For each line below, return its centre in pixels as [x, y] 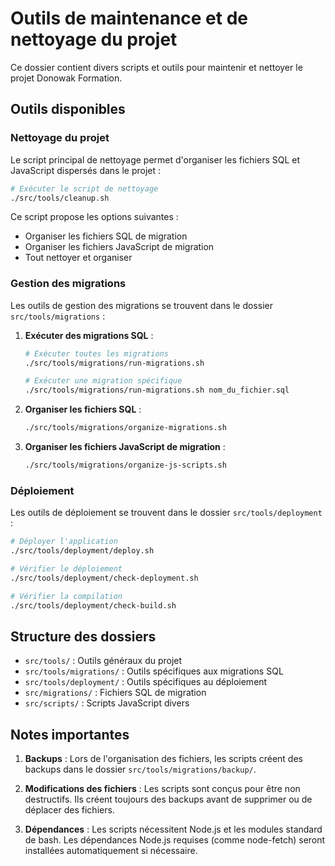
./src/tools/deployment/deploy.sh [82, 551]
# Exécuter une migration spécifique [103, 381]
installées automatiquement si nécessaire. [111, 851]
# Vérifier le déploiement [66, 568]
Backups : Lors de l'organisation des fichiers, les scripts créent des [163, 759]
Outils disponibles [68, 109]
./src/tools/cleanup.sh [60, 198]
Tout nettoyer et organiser [78, 258]
